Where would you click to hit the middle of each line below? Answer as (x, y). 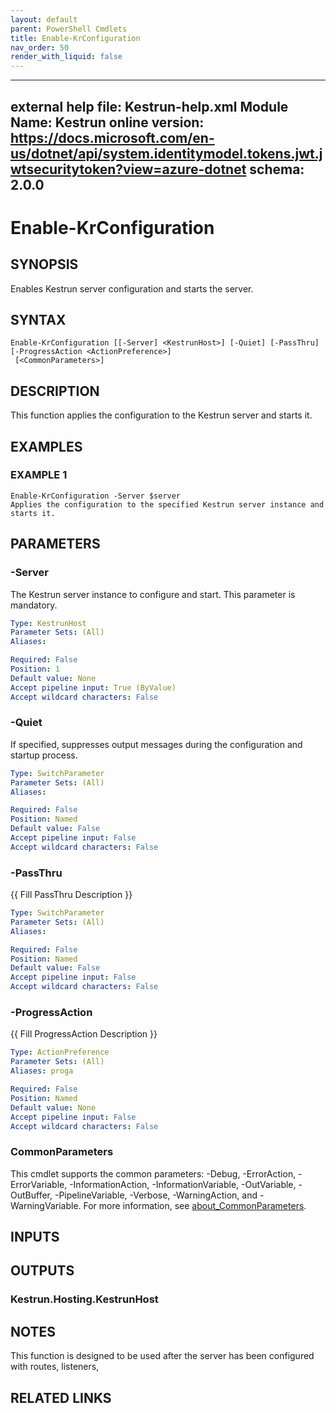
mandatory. (34, 605)
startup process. (44, 755)
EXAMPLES (46, 446)
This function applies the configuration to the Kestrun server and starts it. (161, 415)
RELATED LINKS (61, 1397)
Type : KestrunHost (48, 623)
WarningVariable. (46, 1205)
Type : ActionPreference (60, 1052)
